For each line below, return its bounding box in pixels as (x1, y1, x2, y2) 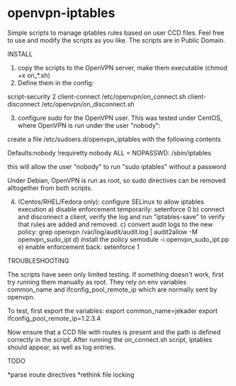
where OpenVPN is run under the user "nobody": (17, 121, 161, 129)
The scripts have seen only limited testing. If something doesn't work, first (7, 270, 224, 278)
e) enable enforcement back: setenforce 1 (17, 243, 140, 251)
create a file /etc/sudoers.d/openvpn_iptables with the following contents (7, 135, 221, 143)
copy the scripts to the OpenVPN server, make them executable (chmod (17, 63, 228, 72)
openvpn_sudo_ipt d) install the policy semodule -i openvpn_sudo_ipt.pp (17, 235, 230, 243)
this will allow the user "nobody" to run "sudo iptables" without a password (7, 162, 227, 171)
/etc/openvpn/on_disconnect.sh (41, 99, 135, 108)
